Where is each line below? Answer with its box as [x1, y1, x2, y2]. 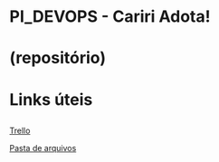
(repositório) [9, 48, 107, 69]
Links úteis [9, 89, 93, 110]
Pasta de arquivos [9, 142, 77, 153]
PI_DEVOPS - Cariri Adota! [9, 6, 211, 27]
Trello [9, 125, 31, 136]
